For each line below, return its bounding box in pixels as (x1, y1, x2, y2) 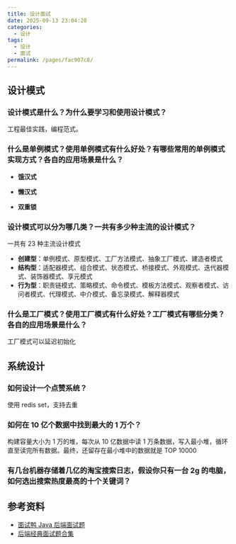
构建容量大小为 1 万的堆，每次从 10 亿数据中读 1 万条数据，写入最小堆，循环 (7, 437, 228, 446)
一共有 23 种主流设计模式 (7, 239, 82, 248)
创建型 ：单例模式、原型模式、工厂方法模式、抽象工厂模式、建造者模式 (17, 254, 223, 263)
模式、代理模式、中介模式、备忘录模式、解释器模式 (30, 290, 179, 298)
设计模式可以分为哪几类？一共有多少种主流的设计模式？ (7, 222, 196, 232)
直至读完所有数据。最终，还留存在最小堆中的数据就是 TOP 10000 (7, 446, 197, 455)
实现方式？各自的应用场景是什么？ (7, 155, 124, 165)
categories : (7, 23, 43, 30)
